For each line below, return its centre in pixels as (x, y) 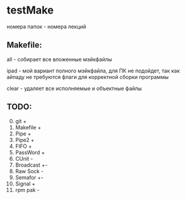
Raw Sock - (29, 171)
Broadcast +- (31, 165)
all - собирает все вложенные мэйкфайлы (59, 59)
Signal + (25, 184)
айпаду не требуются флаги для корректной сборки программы (88, 77)
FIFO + (23, 146)
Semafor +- (29, 177)
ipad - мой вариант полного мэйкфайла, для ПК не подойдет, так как (93, 71)
